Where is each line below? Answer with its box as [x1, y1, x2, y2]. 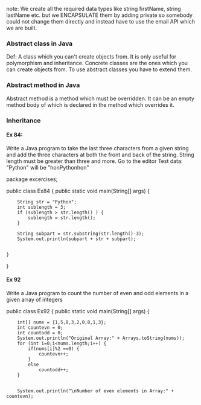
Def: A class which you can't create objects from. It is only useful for [6, 53, 177, 60]
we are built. [6, 24, 37, 31]
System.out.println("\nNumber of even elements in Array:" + [17, 387, 174, 394]
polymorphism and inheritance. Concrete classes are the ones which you [6, 60, 188, 67]
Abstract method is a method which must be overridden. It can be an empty [6, 95, 195, 102]
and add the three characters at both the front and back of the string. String [6, 151, 194, 158]
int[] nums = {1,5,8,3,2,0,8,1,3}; [17, 319, 107, 325]
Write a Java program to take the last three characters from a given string [6, 144, 189, 151]
